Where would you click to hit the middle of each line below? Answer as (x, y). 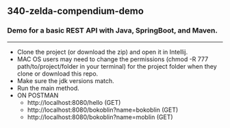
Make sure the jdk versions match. (65, 80)
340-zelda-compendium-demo (75, 11)
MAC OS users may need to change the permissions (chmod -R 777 (113, 59)
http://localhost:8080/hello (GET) (74, 102)
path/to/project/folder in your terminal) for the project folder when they (117, 66)
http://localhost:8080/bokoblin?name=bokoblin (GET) (103, 110)
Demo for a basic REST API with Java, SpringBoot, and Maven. (112, 31)
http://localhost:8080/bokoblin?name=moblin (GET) (100, 117)
